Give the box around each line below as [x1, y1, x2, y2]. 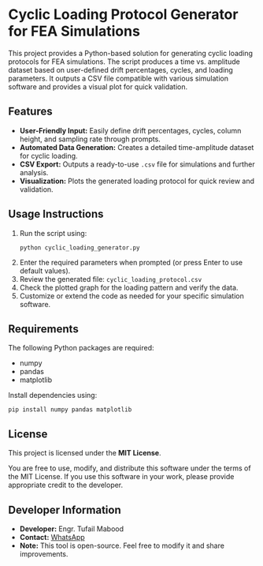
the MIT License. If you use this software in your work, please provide [8, 472, 235, 482]
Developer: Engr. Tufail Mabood [19, 524, 124, 534]
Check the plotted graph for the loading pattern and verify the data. [19, 283, 239, 292]
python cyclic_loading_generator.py [19, 243, 140, 252]
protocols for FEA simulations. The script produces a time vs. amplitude [8, 57, 240, 66]
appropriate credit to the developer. [8, 480, 124, 490]
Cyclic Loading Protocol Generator [8, 6, 239, 24]
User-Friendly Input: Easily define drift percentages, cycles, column [19, 126, 242, 135]
